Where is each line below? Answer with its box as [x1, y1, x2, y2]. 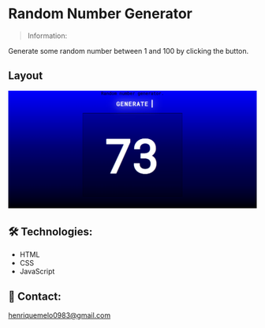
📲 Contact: [8, 289, 62, 303]
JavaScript [19, 266, 55, 277]
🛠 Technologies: [8, 224, 93, 238]
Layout [8, 69, 43, 83]
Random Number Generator [8, 5, 193, 23]
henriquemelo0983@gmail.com [8, 311, 111, 320]
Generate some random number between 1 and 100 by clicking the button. [8, 46, 249, 55]
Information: [27, 31, 68, 40]
